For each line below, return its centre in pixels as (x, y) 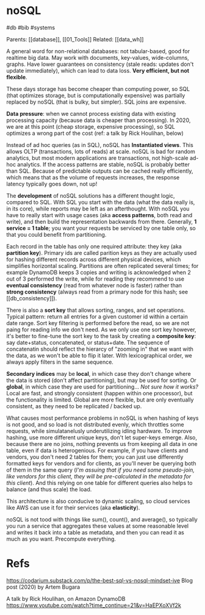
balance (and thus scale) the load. (49, 489)
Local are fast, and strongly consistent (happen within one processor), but (99, 393)
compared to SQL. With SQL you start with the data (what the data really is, (101, 202)
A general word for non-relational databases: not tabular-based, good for (98, 51)
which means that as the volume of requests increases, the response (93, 177)
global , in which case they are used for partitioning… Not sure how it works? (103, 387)
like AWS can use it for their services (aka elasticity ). (73, 508)
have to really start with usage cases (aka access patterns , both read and (99, 215)
